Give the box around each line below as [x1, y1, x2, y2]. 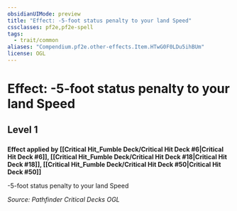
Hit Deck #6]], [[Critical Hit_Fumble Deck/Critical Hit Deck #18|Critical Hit [7, 153, 227, 161]
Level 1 [7, 124, 38, 136]
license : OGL [7, 50, 46, 58]
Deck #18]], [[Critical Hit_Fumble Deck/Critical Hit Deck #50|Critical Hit [7, 161, 221, 169]
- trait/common [13, 37, 59, 44]
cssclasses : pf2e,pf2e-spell [7, 23, 94, 31]
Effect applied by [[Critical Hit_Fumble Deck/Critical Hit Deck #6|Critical [7, 145, 224, 153]
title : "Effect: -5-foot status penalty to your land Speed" [7, 17, 192, 24]
